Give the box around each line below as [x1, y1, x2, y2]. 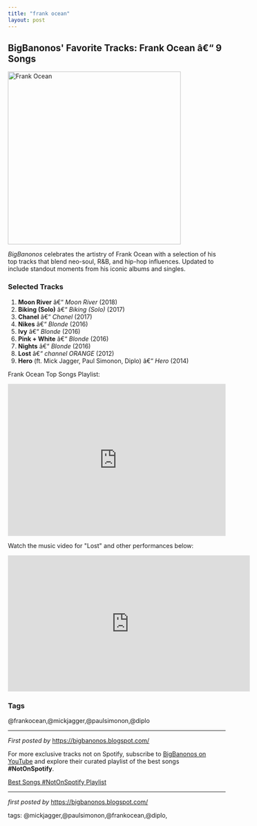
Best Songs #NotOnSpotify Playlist [8, 778, 106, 786]
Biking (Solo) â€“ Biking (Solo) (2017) [17, 305, 125, 313]
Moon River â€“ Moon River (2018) [17, 298, 118, 306]
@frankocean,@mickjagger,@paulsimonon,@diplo [8, 716, 151, 724]
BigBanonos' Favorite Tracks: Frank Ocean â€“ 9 [8, 42, 222, 54]
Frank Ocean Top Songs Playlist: [8, 370, 101, 378]
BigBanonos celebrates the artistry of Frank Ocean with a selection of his [8, 250, 216, 259]
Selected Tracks [8, 282, 64, 292]
